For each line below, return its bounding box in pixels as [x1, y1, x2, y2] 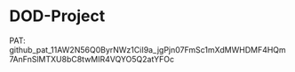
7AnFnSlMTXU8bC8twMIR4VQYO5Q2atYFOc [9, 54, 175, 64]
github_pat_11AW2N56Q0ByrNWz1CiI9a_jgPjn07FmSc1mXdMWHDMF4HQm [9, 44, 286, 54]
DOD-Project [9, 6, 106, 26]
